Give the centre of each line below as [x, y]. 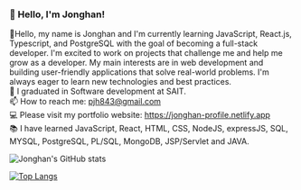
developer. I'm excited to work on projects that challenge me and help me [146, 53]
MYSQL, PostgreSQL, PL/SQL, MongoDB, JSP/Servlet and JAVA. [130, 141]
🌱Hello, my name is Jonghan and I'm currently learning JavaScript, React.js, [150, 34]
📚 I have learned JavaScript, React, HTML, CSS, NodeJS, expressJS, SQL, [149, 129]
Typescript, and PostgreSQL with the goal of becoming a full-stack [134, 43]
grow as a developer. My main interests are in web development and [136, 63]
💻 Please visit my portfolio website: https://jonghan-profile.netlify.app [140, 115]
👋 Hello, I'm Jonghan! [57, 14]
